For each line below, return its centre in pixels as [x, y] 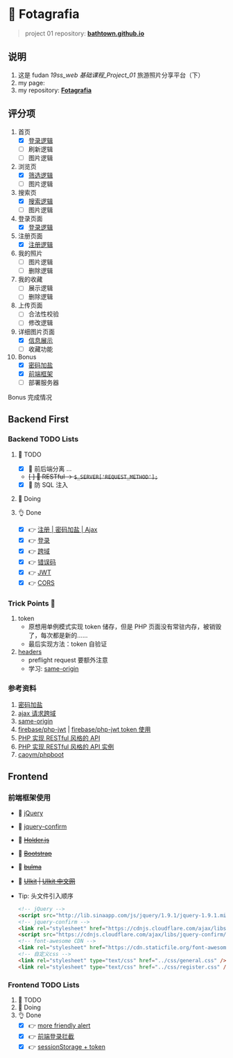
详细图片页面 [36, 332]
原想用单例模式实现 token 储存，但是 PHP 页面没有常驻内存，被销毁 [125, 626]
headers [30, 651]
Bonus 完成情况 [30, 397]
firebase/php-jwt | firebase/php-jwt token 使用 [84, 729]
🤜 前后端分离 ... [50, 468]
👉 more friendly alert [59, 1025]
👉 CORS [41, 583]
